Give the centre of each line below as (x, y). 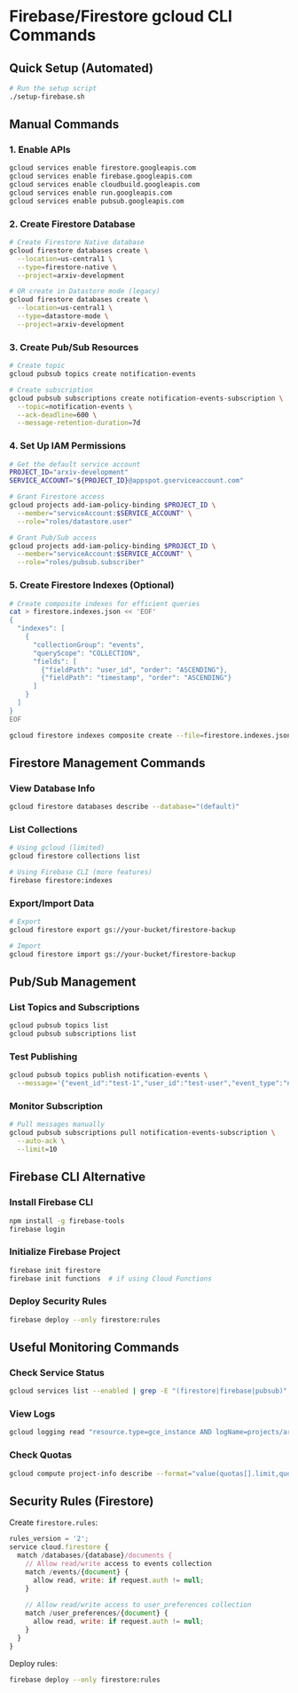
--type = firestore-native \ (67, 267)
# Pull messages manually (57, 1125)
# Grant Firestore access (57, 497)
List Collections (43, 829)
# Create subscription (51, 390)
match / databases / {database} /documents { (95, 1556)
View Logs (32, 1414)
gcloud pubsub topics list (59, 1026)
